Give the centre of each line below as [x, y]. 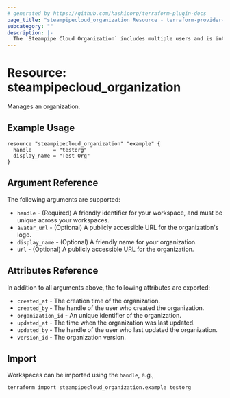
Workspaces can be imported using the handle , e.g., [80, 375]
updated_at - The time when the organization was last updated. [106, 323]
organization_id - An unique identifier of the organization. [99, 315]
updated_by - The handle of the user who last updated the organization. [117, 329]
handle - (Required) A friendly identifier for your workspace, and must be [119, 213]
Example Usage [41, 128]
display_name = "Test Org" [52, 156]
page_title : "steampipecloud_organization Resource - [86, 20]
